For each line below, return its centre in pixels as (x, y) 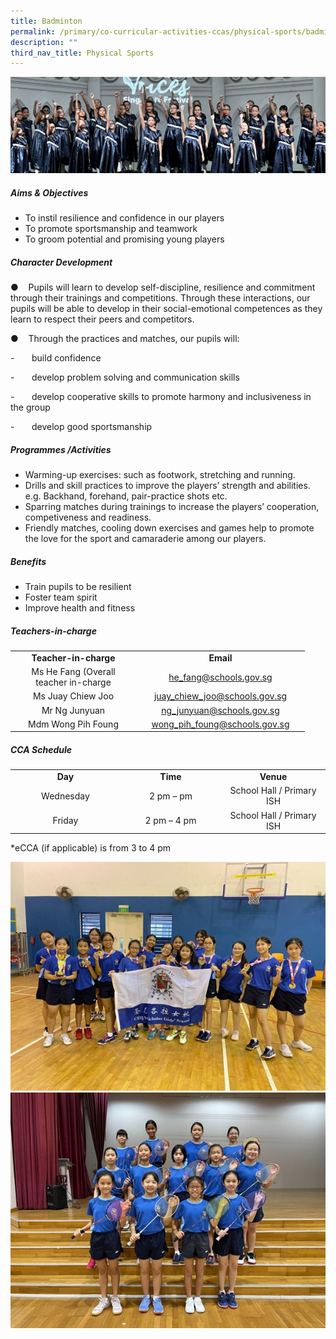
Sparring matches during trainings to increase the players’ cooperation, (172, 507)
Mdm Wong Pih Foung (73, 724)
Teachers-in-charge (53, 631)
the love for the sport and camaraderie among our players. (145, 539)
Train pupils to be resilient (78, 587)
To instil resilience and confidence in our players (124, 218)
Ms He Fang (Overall (73, 672)
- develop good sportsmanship (81, 427)
